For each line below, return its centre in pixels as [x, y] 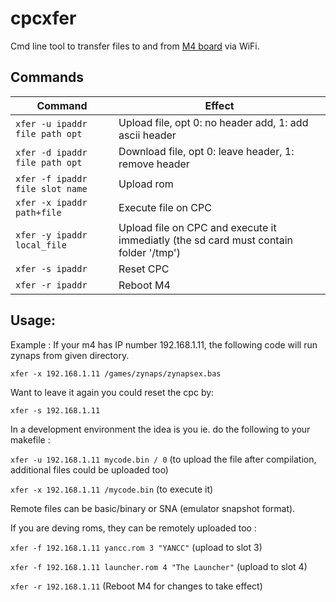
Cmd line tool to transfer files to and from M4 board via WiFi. [135, 46]
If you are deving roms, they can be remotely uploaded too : [133, 528]
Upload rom [146, 184]
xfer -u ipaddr [51, 123]
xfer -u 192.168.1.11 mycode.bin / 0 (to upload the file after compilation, [163, 459]
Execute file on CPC [165, 207]
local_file [41, 245]
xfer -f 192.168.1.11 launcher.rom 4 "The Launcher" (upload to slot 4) [159, 566]
